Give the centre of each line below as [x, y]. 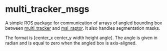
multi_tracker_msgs [47, 9]
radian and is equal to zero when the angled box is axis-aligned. [71, 43]
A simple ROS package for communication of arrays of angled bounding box [84, 23]
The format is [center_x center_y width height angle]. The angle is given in [81, 38]
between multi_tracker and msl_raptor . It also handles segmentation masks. [83, 28]
